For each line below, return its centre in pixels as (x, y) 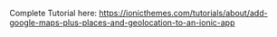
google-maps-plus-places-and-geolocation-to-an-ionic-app (122, 23)
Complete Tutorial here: (53, 13)
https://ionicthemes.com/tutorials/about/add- (184, 13)
